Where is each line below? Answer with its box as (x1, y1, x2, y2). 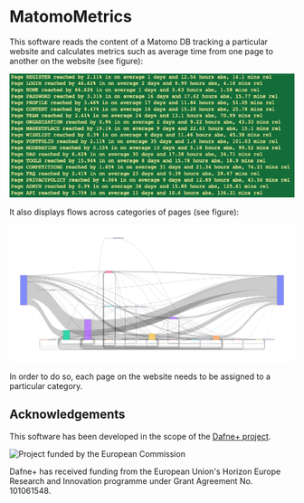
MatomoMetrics (9, 6, 133, 27)
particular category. (9, 380, 83, 391)
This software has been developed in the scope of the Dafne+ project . (9, 431, 271, 441)
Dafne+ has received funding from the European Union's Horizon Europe (9, 466, 281, 477)
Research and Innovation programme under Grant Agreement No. (9, 475, 253, 486)
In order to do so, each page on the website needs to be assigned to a (9, 371, 271, 382)
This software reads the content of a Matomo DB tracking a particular (9, 36, 269, 47)
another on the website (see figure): (9, 55, 143, 66)
